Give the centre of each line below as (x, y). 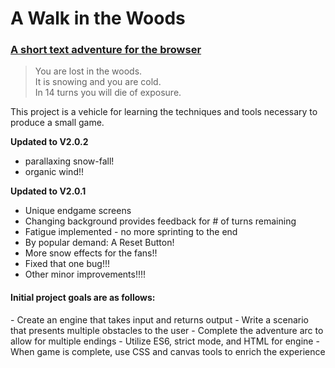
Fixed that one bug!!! (67, 264)
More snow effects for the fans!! (91, 253)
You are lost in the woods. (88, 71)
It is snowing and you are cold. (98, 82)
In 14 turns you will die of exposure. (108, 93)
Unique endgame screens (78, 211)
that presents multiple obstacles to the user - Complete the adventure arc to (167, 330)
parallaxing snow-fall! (69, 161)
